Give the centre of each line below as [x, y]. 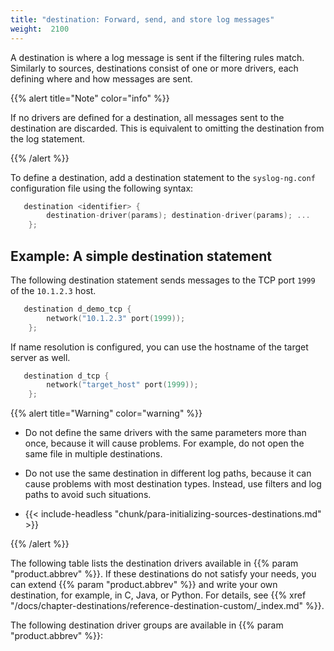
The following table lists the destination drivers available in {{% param [154, 563]
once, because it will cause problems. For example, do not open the [164, 443]
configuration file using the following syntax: [102, 188]
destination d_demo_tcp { [77, 309]
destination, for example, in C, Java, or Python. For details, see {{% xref [158, 595]
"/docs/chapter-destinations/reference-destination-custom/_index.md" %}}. [167, 606]
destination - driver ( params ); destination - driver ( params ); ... [178, 216]
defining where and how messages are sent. [101, 78]
